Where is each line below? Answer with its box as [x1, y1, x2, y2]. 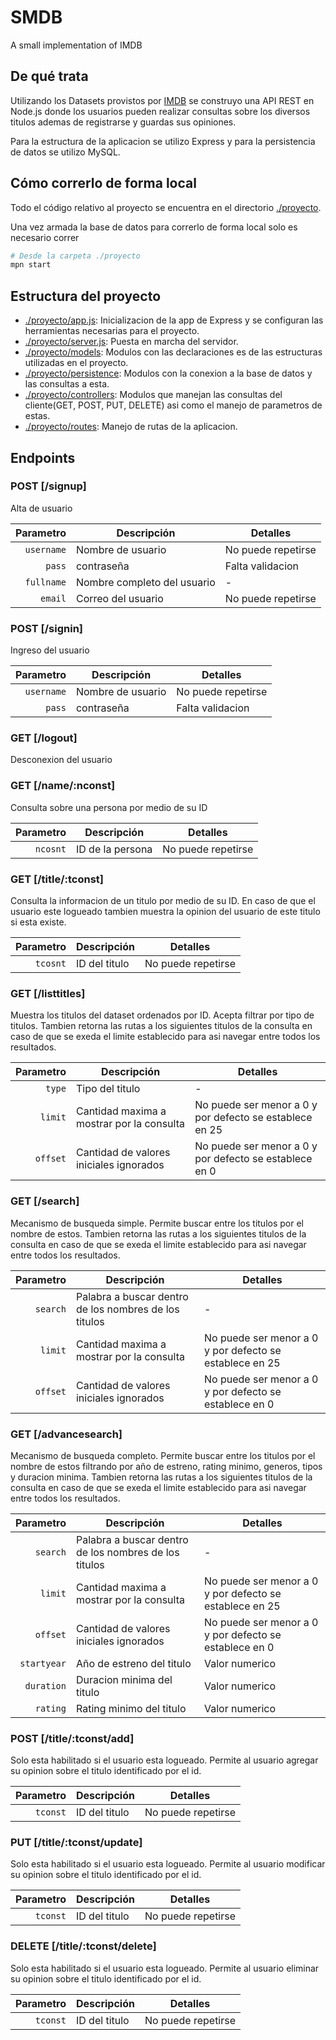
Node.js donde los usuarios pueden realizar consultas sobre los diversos [10, 105, 311, 117]
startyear [19, 1657, 67, 1669]
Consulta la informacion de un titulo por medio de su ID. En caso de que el [10, 895, 316, 906]
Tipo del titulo [75, 1082, 141, 1096]
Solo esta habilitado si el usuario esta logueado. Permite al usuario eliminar [10, 1962, 320, 1974]
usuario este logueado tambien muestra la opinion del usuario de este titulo [10, 906, 321, 917]
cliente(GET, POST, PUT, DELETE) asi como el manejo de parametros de [24, 399, 323, 411]
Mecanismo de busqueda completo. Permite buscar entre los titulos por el [10, 1449, 316, 1461]
